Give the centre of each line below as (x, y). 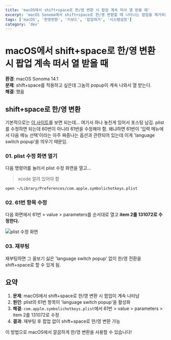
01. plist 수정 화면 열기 (31, 156)
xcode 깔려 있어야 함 (38, 179)
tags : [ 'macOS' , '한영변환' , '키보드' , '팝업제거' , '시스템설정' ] (69, 19)
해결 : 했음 (15, 92)
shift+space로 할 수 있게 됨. (33, 265)
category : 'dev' (22, 24)
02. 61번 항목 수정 (26, 203)
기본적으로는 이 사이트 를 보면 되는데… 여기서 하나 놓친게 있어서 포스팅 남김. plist (85, 122)
